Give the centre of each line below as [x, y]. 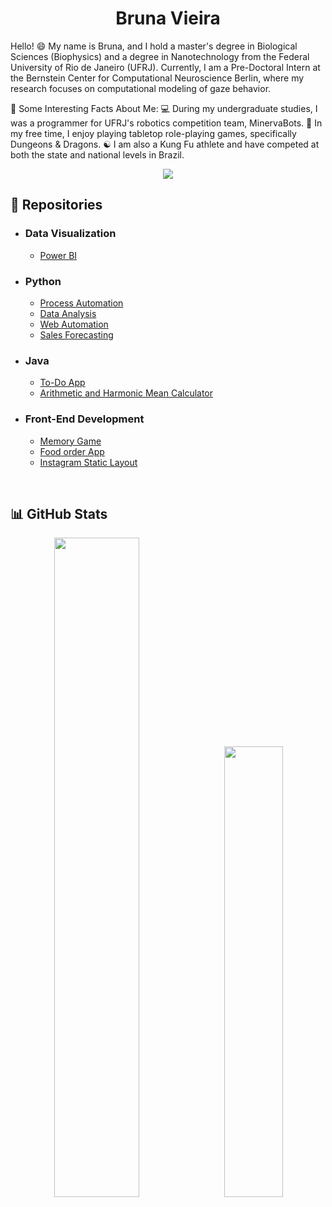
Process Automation [81, 303]
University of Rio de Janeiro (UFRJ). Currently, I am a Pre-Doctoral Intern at [165, 67]
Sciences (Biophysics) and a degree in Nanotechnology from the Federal [160, 56]
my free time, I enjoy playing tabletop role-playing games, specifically [153, 133]
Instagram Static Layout [88, 462]
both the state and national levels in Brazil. [97, 154]
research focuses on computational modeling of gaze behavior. [141, 88]
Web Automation [74, 324]
